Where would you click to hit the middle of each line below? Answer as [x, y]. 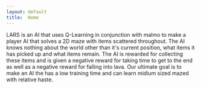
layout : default [27, 12]
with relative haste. [30, 80]
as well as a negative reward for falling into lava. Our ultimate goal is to [94, 66]
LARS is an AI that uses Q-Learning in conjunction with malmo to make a [96, 34]
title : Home [23, 17]
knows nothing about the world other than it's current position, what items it [101, 47]
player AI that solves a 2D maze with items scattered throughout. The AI [96, 41]
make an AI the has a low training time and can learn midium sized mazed [97, 73]
